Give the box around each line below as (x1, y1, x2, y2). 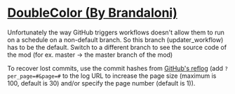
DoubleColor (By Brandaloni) (7, 5, 177, 21)
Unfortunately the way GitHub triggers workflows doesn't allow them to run (7, 28, 224, 36)
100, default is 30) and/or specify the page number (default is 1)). (7, 79, 196, 87)
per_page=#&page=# (7, 72, 61, 80)
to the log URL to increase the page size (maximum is (62, 72, 217, 80)
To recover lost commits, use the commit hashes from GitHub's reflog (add (7, 64, 223, 72)
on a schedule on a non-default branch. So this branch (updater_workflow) (7, 35, 224, 43)
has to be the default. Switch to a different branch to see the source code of (7, 43, 227, 51)
